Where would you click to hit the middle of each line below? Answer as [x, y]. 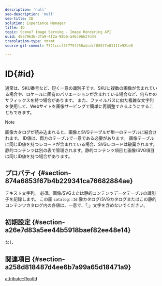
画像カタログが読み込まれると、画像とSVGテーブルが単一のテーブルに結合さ [81, 132]
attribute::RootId [21, 279]
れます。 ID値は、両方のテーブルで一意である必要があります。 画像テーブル [80, 138]
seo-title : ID [19, 18]
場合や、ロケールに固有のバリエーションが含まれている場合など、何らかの [83, 94]
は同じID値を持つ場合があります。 [39, 156]
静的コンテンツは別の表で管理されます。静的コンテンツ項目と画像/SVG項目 [80, 150]
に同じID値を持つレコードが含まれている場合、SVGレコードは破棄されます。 [81, 144]
